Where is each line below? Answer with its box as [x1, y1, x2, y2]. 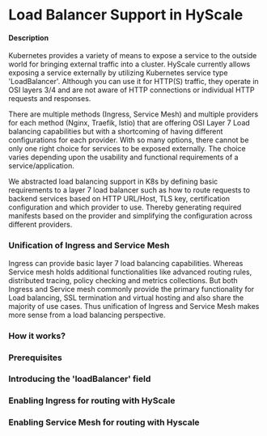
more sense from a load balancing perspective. [8, 310, 166, 320]
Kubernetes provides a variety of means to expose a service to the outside [8, 51, 257, 61]
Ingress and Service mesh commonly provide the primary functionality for [8, 284, 255, 294]
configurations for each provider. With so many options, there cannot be [8, 135, 249, 145]
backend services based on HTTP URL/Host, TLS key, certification [8, 194, 231, 204]
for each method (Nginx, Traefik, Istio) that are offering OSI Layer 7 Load [8, 118, 251, 128]
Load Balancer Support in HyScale [8, 6, 244, 24]
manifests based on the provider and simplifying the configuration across [8, 211, 253, 221]
